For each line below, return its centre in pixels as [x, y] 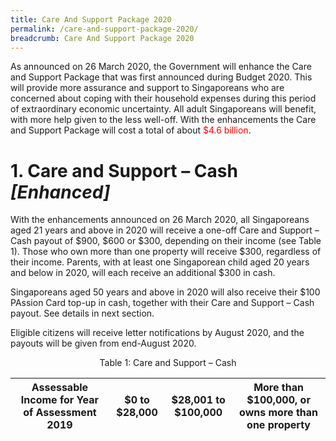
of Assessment [60, 413]
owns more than [278, 413]
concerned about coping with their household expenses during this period [163, 98]
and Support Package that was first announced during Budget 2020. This [161, 77]
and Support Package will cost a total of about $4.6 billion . [131, 130]
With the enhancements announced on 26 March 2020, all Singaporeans [160, 220]
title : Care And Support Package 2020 [91, 19]
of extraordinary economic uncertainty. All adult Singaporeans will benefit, [163, 109]
